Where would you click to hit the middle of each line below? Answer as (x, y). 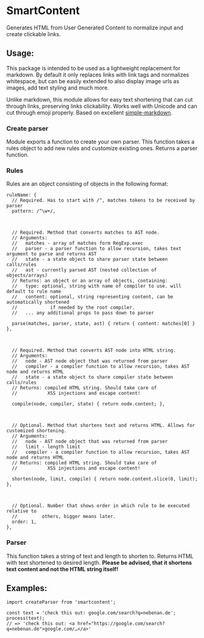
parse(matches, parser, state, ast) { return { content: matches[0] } (104, 324)
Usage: (20, 54)
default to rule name (34, 291)
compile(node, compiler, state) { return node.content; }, (89, 404)
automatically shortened (38, 302)
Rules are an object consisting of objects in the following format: (87, 184)
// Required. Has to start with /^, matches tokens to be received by (104, 201)
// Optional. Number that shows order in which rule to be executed (101, 506)
